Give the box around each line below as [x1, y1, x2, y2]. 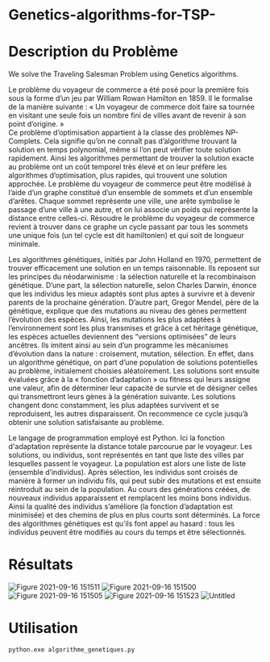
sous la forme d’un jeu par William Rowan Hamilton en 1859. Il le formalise [8, 94, 253, 103]
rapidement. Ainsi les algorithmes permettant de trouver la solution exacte [8, 153, 255, 163]
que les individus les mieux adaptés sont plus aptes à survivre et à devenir [8, 289, 255, 299]
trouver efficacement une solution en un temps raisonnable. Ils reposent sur [8, 264, 260, 273]
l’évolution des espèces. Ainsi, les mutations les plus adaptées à [8, 314, 222, 324]
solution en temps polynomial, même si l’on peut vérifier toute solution [8, 145, 242, 155]
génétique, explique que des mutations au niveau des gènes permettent [8, 306, 247, 316]
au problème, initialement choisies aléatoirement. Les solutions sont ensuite [8, 366, 260, 376]
